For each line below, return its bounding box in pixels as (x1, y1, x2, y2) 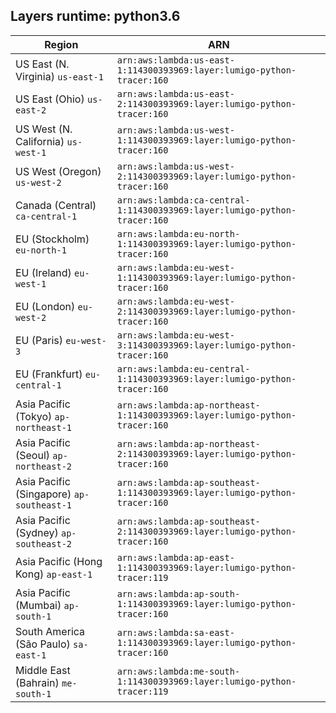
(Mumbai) (15, 598, 62, 612)
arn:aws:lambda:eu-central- (116, 363, 251, 374)
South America (15, 624, 86, 638)
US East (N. (15, 57, 70, 71)
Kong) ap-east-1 (15, 567, 93, 581)
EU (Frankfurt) (15, 367, 83, 381)
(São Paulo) (15, 637, 71, 651)
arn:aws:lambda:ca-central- (116, 194, 251, 206)
